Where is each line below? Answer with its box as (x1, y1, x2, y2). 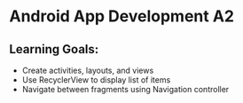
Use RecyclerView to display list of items (21, 75, 171, 85)
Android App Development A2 (9, 6, 235, 27)
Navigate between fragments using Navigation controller (21, 84, 230, 94)
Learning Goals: (9, 42, 99, 57)
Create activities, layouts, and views (21, 65, 154, 75)
